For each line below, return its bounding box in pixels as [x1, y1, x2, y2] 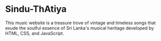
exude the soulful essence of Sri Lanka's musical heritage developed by [5, 25, 154, 31]
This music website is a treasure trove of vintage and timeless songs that [5, 20, 156, 26]
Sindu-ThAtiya [5, 3, 67, 15]
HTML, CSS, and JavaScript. [5, 30, 64, 36]
